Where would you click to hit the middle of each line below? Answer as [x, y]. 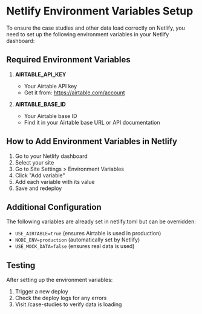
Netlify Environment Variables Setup [100, 11]
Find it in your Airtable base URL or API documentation [92, 122]
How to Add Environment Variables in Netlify [92, 141]
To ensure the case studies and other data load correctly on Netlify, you [96, 28]
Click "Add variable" [40, 175]
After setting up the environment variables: [60, 280]
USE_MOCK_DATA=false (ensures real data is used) [75, 246]
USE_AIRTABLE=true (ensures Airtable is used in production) [88, 234]
